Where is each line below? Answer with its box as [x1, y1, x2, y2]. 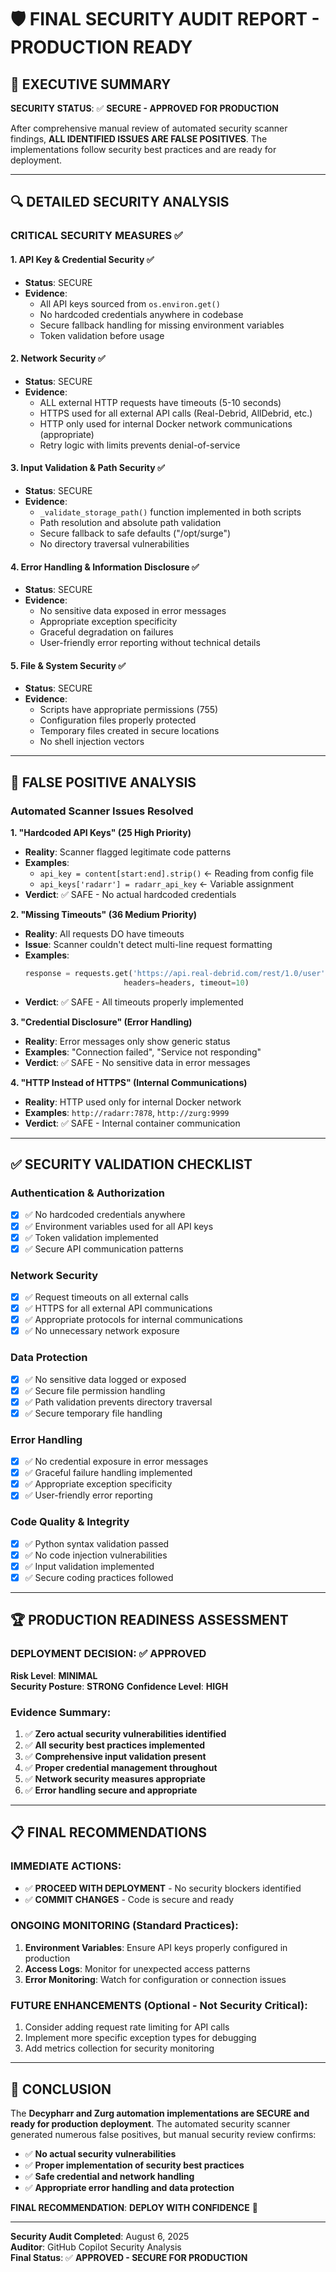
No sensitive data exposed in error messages [39, 605, 227, 617]
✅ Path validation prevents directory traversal [24, 1396, 213, 1408]
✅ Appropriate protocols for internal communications [24, 1314, 244, 1326]
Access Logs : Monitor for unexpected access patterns [24, 1962, 251, 1975]
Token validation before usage [39, 329, 165, 341]
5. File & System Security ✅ [10, 659, 127, 671]
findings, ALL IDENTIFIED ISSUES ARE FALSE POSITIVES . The [10, 133, 268, 145]
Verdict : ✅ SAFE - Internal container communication [24, 1117, 241, 1129]
